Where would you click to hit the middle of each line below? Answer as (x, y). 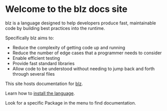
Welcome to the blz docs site (66, 9)
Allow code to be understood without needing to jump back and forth (83, 69)
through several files (33, 74)
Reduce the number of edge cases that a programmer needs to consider (87, 53)
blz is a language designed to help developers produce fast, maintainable (81, 23)
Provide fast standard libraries (43, 63)
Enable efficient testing (36, 58)
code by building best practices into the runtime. (55, 28)
